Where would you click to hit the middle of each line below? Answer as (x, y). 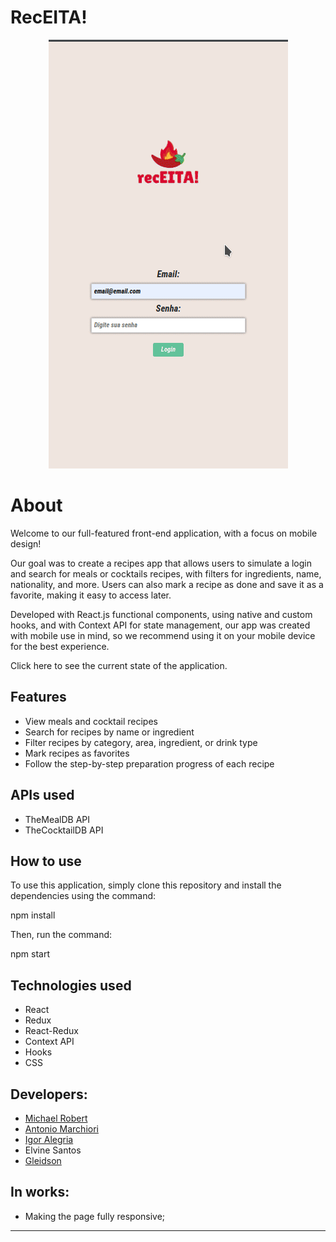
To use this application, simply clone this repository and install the (146, 885)
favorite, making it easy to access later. (91, 595)
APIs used (42, 795)
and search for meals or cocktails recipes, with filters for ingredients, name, (166, 573)
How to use (46, 861)
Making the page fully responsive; (95, 1216)
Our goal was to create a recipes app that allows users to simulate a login (161, 563)
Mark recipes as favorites (77, 753)
